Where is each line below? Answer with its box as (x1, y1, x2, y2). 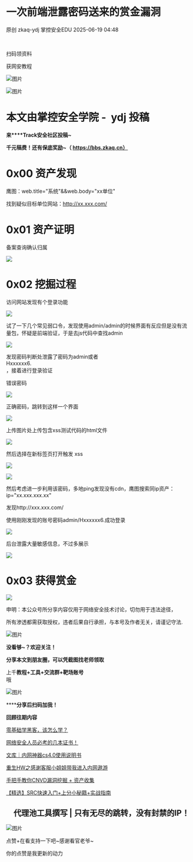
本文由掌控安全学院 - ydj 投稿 (6, 111, 150, 124)
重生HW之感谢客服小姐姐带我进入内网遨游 (6, 764, 108, 771)
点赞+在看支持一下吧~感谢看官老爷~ (6, 837, 94, 844)
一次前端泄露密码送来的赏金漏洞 (6, 5, 161, 19)
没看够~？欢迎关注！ (6, 643, 56, 650)
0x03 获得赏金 (6, 574, 76, 587)
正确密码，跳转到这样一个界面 (6, 403, 78, 410)
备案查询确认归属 (6, 244, 48, 251)
